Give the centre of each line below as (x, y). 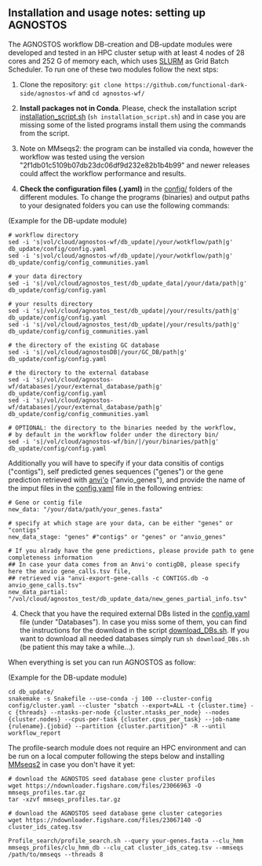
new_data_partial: (38, 592)
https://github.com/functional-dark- (186, 85)
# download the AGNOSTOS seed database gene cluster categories (115, 813)
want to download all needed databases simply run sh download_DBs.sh (134, 638)
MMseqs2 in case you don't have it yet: (72, 764)
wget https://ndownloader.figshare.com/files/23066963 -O (105, 786)
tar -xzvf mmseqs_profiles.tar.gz (65, 799)
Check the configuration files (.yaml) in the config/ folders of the (126, 189)
